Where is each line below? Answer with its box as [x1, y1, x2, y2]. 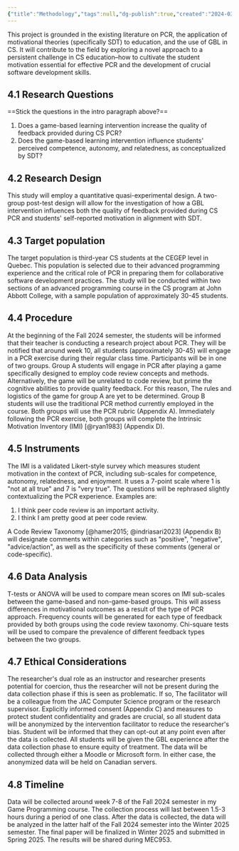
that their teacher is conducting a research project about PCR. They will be [7, 338, 226, 347]
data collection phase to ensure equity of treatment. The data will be [7, 743, 208, 751]
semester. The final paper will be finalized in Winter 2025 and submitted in [7, 828, 225, 837]
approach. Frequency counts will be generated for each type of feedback [7, 612, 223, 621]
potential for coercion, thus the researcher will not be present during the [7, 682, 219, 691]
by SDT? [17, 151, 43, 160]
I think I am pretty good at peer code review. [17, 513, 148, 521]
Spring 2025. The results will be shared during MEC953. [7, 835, 172, 844]
